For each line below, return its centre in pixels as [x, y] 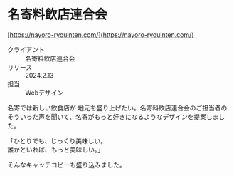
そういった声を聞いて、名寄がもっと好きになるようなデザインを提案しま [113, 117]
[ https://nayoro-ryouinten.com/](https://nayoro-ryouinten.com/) [101, 35]
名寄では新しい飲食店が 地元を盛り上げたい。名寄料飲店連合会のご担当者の [117, 108]
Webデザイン [44, 93]
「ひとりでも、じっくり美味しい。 [57, 140]
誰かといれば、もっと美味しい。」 [56, 150]
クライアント [26, 49]
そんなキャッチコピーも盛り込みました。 [67, 165]
